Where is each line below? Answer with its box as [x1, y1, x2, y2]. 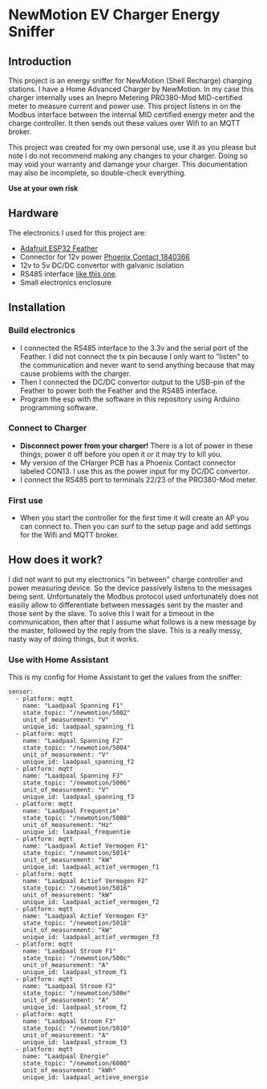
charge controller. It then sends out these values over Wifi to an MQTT [8, 119, 241, 127]
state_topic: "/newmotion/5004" [22, 744, 131, 752]
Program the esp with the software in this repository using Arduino [19, 394, 241, 404]
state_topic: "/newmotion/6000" [22, 1059, 131, 1067]
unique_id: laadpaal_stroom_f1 [22, 968, 127, 977]
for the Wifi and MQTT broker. [19, 530, 119, 540]
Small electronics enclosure [19, 277, 112, 287]
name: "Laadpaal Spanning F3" [22, 772, 124, 780]
